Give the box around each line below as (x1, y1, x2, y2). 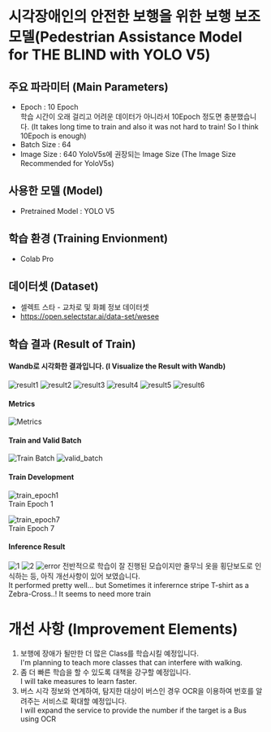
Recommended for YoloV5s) (19, 159, 115, 168)
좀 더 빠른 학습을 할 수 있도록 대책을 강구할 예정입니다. (19, 667, 191, 677)
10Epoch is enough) (19, 131, 87, 141)
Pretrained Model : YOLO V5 (19, 206, 115, 216)
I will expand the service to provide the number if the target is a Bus (19, 705, 247, 715)
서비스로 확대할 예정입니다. (41, 696, 127, 706)
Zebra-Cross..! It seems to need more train (8, 589, 152, 599)
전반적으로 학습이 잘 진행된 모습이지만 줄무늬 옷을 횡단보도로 (62, 560, 253, 570)
